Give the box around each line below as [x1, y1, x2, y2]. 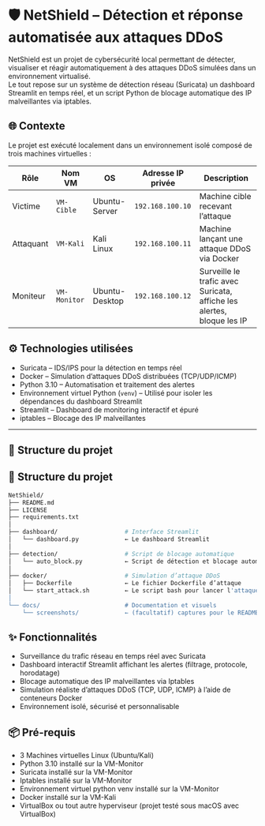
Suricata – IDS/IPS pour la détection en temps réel [19, 362, 183, 372]
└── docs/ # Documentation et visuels [8, 601, 217, 609]
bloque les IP [199, 315, 248, 326]
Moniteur [12, 290, 46, 301]
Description [203, 172, 249, 183]
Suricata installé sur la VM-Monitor [19, 768, 133, 777]
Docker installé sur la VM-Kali [19, 793, 117, 802]
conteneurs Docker [19, 693, 83, 703]
